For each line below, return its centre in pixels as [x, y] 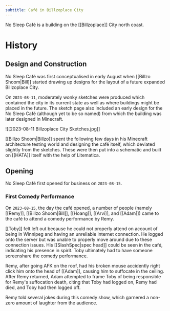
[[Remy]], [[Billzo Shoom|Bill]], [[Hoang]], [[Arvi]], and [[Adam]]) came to [82, 213]
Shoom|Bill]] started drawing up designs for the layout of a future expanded [85, 82]
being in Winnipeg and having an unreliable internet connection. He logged [84, 234]
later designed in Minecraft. [34, 119]
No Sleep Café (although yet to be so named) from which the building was [83, 114]
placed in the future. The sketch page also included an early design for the [84, 108]
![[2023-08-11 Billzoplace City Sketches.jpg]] [53, 129]
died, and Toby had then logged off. [43, 287]
